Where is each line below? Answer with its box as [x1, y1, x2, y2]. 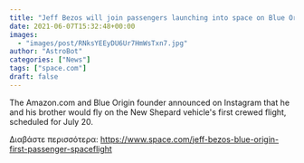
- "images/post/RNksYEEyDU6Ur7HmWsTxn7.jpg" [17, 38, 188, 48]
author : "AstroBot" [9, 47, 83, 56]
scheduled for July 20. [9, 116, 93, 127]
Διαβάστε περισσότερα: [9, 133, 99, 145]
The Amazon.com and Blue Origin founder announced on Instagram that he [9, 97, 290, 108]
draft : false [9, 72, 59, 81]
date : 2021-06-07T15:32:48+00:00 [9, 22, 136, 31]
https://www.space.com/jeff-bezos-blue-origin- [100, 133, 279, 145]
